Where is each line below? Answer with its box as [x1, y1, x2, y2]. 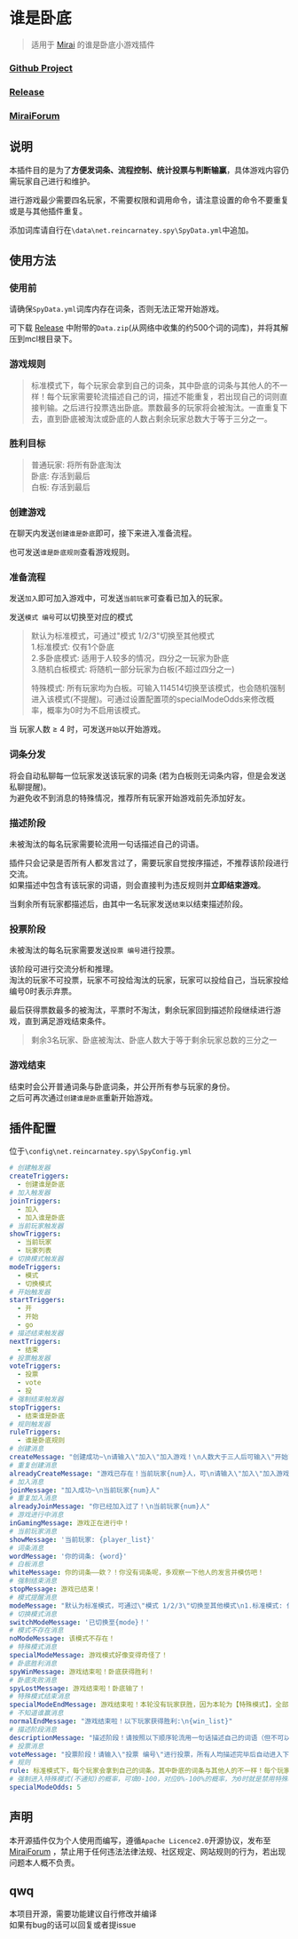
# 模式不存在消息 [9, 1626, 64, 1635]
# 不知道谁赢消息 [9, 1709, 64, 1718]
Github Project [9, 61, 73, 74]
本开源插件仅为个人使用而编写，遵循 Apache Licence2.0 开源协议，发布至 [9, 1835, 271, 1846]
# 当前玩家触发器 [9, 1221, 64, 1230]
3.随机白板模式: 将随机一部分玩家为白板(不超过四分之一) [30, 664, 235, 675]
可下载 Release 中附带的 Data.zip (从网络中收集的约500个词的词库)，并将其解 [9, 322, 289, 333]
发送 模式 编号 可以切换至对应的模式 [9, 612, 133, 623]
